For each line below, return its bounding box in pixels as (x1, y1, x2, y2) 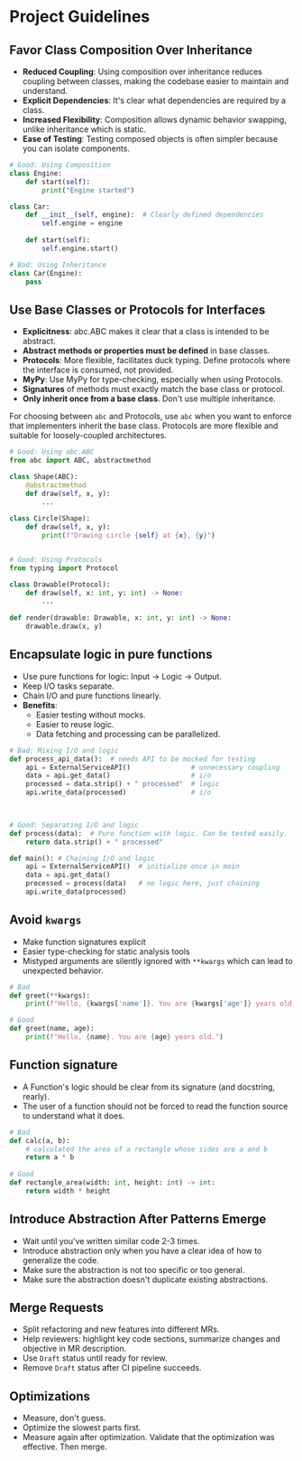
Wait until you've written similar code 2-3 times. (22, 1235, 200, 1246)
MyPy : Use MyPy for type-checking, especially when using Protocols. (22, 374, 284, 385)
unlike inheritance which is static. (22, 124, 147, 135)
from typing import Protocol (9, 563, 119, 573)
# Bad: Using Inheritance (9, 260, 106, 269)
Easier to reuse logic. (35, 718, 114, 729)
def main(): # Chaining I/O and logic (9, 854, 155, 863)
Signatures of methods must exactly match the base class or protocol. (22, 384, 286, 395)
